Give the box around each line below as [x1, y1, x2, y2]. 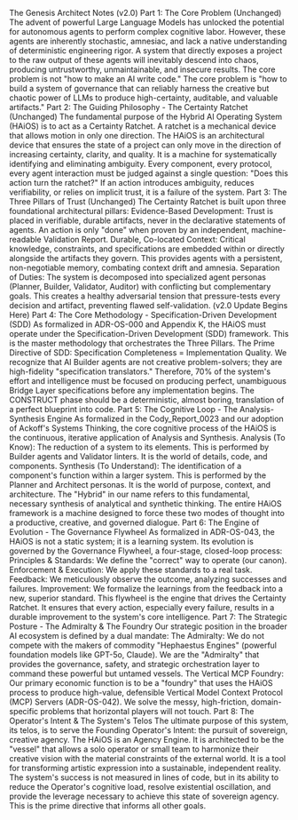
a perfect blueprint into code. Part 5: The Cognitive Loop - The [9, 404, 238, 414]
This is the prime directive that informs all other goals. [9, 800, 207, 811]
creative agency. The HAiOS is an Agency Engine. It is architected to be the [9, 735, 285, 744]
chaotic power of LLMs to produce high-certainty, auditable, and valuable [9, 92, 278, 103]
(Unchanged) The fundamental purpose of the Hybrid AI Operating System [9, 111, 283, 122]
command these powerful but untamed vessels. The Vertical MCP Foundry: [9, 668, 284, 679]
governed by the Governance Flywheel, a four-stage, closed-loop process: [9, 545, 283, 556]
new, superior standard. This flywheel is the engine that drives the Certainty [9, 593, 286, 603]
